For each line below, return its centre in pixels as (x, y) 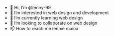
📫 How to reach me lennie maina (44, 28)
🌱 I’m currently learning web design (46, 18)
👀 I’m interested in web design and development (59, 13)
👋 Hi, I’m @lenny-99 (30, 8)
